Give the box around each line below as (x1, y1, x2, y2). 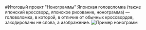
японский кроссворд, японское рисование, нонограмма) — (5, 9, 130, 15)
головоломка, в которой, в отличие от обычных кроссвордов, (5, 15, 134, 20)
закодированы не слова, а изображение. (5, 19, 91, 25)
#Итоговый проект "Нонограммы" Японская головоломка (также (5, 4, 141, 10)
